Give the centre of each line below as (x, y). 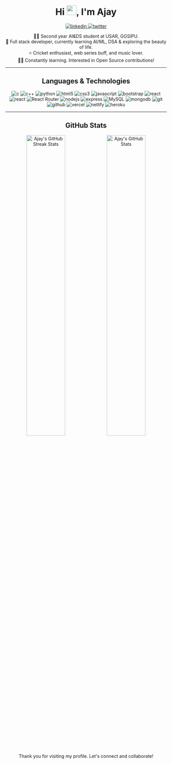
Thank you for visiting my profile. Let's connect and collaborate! (86, 756)
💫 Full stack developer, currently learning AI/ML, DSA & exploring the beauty (86, 42)
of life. (86, 47)
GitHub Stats (86, 126)
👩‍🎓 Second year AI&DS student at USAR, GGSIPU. (86, 36)
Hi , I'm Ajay (86, 12)
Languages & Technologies (86, 81)
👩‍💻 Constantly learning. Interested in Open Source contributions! (86, 60)
